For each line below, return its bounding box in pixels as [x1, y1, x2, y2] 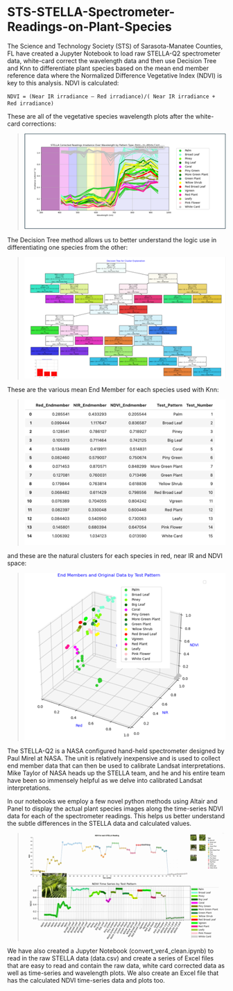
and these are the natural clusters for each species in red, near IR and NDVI [7, 551, 223, 559]
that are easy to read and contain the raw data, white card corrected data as [7, 962, 225, 970]
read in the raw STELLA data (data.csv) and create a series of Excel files [7, 954, 214, 963]
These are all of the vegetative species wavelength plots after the [7, 112, 194, 120]
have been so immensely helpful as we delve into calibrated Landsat [7, 776, 202, 784]
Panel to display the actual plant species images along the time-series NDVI [7, 804, 223, 813]
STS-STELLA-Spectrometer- [7, 4, 175, 20]
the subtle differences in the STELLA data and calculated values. [7, 819, 192, 827]
